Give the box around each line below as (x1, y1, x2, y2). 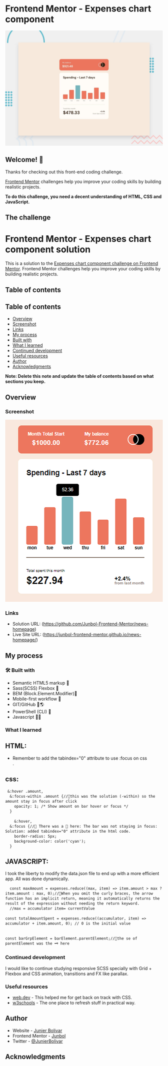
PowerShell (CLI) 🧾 (12, 709, 51, 715)
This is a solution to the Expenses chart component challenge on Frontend (5, 260, 158, 266)
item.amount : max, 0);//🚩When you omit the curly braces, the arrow (5, 891, 153, 896)
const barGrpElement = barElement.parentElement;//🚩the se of (5, 936, 137, 941)
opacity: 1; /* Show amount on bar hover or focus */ (14, 804, 128, 809)
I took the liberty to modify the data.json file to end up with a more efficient (5, 871, 159, 877)
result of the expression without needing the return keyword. (5, 901, 140, 906)
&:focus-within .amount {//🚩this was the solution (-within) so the (9, 794, 155, 799)
